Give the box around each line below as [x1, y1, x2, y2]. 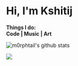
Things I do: [6, 24, 36, 31]
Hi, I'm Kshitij [6, 4, 73, 18]
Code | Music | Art [6, 30, 52, 37]
